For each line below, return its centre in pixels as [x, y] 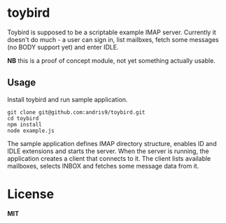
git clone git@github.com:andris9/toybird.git [76, 112]
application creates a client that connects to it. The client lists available [109, 158]
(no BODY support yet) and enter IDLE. [63, 47]
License [31, 194]
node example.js [31, 131]
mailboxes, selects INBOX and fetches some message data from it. [103, 166]
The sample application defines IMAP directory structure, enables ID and [112, 143]
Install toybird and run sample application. [68, 99]
